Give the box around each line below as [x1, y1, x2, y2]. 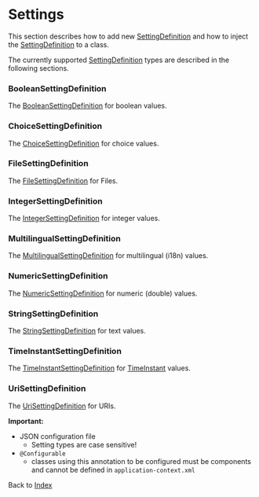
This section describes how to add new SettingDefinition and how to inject [8, 31, 249, 41]
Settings [8, 6, 64, 24]
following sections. [8, 63, 69, 72]
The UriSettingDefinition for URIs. [8, 401, 116, 410]
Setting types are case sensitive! [31, 440, 137, 449]
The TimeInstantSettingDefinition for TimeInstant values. [8, 363, 191, 373]
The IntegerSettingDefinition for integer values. [8, 214, 161, 223]
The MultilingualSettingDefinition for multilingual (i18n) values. [8, 251, 209, 260]
